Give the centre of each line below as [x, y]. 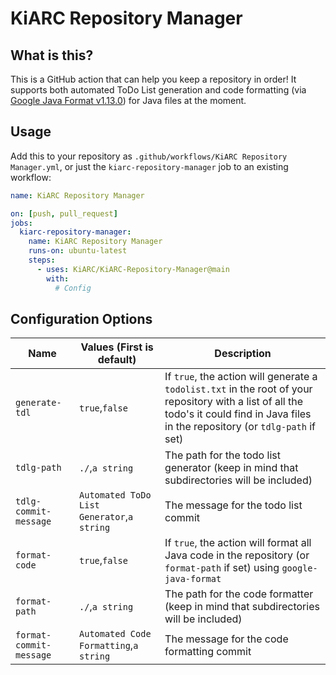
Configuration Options [81, 318]
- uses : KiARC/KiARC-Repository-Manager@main [133, 269]
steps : [42, 260]
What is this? [52, 55]
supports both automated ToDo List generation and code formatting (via [158, 90]
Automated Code [115, 634]
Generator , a [106, 517]
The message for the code [226, 639]
